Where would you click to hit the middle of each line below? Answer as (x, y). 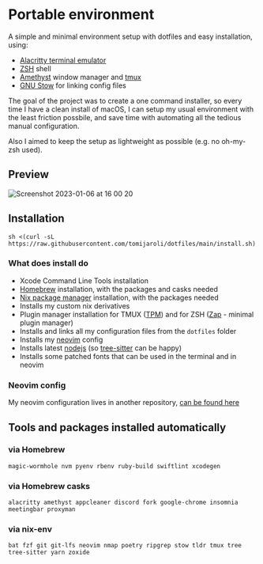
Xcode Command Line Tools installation (84, 280)
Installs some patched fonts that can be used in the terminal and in (128, 356)
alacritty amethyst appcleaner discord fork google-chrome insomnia (123, 503)
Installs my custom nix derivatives (75, 305)
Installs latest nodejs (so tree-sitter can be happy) (100, 348)
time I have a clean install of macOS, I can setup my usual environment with (131, 109)
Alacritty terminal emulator (63, 60)
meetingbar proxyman (42, 509)
